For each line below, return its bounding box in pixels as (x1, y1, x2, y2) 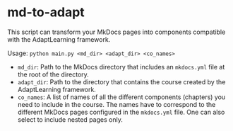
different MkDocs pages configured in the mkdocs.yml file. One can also (17, 108, 225, 116)
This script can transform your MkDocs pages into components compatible (7, 28, 226, 36)
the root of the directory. (17, 70, 90, 79)
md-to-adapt (7, 4, 85, 21)
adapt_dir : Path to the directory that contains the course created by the (17, 77, 226, 86)
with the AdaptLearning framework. (7, 35, 111, 43)
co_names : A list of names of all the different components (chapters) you (17, 93, 226, 101)
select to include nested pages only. (17, 115, 124, 124)
